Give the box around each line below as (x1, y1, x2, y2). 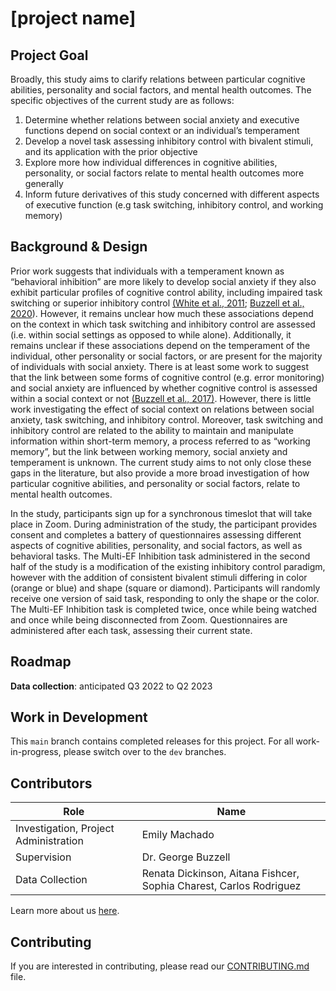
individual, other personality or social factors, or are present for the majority (10, 350, 323, 362)
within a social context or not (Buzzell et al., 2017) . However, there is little (10, 392, 312, 404)
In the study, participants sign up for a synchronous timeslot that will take (10, 507, 313, 519)
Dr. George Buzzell (141, 850, 231, 864)
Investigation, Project (15, 822, 115, 836)
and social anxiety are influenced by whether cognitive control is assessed (10, 382, 318, 394)
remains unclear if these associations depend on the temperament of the (10, 339, 311, 351)
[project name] (10, 7, 137, 30)
